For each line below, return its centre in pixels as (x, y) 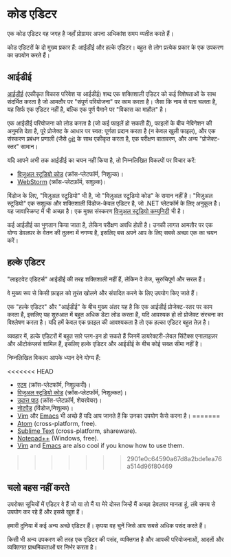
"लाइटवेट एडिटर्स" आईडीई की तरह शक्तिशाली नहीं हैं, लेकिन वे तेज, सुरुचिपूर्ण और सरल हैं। (107, 279)
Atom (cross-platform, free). (57, 423)
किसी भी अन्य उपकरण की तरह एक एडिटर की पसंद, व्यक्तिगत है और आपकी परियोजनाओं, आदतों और (115, 540)
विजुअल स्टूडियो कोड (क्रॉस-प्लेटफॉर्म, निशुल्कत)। (72, 392)
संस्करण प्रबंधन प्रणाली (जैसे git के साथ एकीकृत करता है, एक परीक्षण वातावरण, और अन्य (102, 139)
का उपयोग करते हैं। (29, 55)
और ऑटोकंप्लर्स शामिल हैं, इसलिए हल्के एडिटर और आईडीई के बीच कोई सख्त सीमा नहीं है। (105, 343)
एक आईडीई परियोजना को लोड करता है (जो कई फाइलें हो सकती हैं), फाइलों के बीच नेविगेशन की (110, 123)
